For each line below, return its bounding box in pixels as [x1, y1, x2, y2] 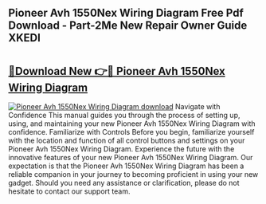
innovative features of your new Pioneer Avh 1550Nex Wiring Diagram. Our [8, 153, 253, 162]
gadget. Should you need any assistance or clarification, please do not [8, 178, 241, 187]
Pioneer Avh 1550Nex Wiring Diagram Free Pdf [8, 6, 244, 20]
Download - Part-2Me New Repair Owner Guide [8, 19, 248, 33]
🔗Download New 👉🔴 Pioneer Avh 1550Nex [8, 64, 225, 78]
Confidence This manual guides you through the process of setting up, [8, 111, 241, 120]
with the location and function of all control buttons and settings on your [8, 135, 245, 145]
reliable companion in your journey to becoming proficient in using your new [8, 170, 259, 178]
